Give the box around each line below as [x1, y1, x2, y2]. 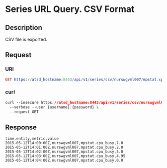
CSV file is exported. [5, 36, 47, 42]
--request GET [9, 109, 39, 114]
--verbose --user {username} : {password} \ [9, 104, 99, 110]
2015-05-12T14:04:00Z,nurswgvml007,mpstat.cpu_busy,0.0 [5, 158, 123, 163]
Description [5, 23, 42, 32]
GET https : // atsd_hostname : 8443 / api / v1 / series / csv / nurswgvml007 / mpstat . [5, 77, 159, 82]
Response [5, 123, 37, 131]
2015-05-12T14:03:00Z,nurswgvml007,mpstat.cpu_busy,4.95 [5, 154, 126, 159]
